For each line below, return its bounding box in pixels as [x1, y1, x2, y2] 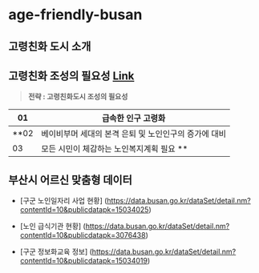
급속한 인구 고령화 [101, 113, 166, 124]
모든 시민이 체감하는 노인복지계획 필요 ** [41, 143, 188, 155]
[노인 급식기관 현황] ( [19, 222, 86, 231]
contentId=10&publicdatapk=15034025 [19, 205, 149, 215]
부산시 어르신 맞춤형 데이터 [8, 173, 132, 187]
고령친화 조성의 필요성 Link [8, 69, 135, 82]
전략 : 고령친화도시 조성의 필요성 [27, 92, 128, 102]
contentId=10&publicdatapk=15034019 [19, 256, 148, 266]
